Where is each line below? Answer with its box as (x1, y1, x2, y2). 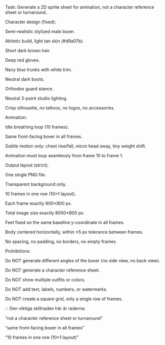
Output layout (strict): (5, 162, 49, 168)
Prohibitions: (5, 248, 31, 254)
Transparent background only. (5, 181, 67, 187)
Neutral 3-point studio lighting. (5, 96, 68, 101)
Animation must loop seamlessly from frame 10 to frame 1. (5, 153, 124, 158)
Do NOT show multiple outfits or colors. (5, 277, 85, 282)
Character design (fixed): (5, 19, 56, 25)
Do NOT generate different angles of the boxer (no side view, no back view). (5, 258, 161, 263)
